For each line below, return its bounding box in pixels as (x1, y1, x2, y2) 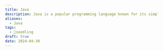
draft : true (5, 34, 29, 39)
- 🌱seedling (9, 30, 34, 34)
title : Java (5, 7, 29, 12)
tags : (5, 25, 16, 30)
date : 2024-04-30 (5, 39, 40, 44)
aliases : (5, 16, 23, 21)
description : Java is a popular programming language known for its (5, 12, 147, 17)
